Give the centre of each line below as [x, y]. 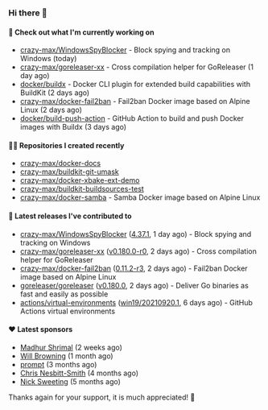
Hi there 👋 [28, 13]
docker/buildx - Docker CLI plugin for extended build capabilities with [135, 85]
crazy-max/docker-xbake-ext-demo [80, 180]
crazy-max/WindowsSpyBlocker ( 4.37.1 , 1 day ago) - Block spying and [136, 234]
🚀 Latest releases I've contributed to [70, 216]
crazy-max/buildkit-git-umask [69, 172]
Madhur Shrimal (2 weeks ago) [71, 347]
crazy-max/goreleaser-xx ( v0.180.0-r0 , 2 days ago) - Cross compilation [138, 251]
